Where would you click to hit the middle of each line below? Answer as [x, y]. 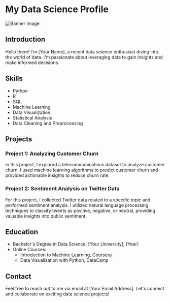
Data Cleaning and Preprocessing [48, 123]
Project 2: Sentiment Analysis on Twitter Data [63, 189]
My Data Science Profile [57, 9]
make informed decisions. [32, 63]
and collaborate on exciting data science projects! [57, 294]
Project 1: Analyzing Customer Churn [52, 154]
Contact [18, 276]
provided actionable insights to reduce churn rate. [58, 175]
